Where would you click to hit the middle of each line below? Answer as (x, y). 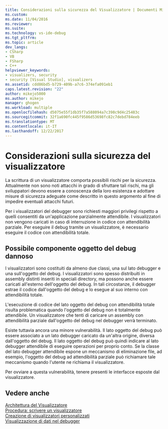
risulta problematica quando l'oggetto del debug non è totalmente (73, 310)
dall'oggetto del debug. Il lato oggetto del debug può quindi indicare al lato (82, 341)
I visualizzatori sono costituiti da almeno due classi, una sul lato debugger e (83, 268)
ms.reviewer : (19, 24)
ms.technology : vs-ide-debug (35, 33)
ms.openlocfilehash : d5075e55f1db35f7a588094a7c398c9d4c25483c (72, 113)
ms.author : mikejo (24, 98)
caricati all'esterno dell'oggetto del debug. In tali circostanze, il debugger (80, 284)
